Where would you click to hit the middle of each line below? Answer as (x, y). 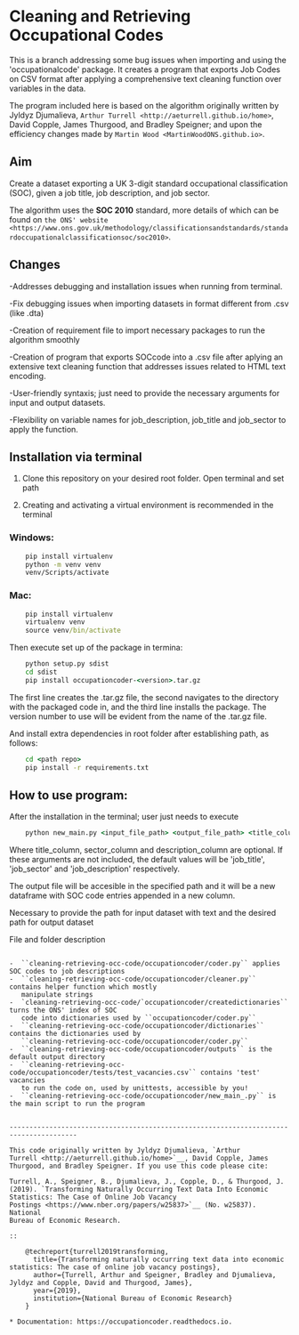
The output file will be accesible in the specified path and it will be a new (142, 886)
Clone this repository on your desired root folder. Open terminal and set (153, 479)
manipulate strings (57, 995)
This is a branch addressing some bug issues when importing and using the (148, 60)
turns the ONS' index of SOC (63, 1011)
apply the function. (44, 429)
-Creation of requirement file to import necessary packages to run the (137, 330)
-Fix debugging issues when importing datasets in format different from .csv (149, 303)
